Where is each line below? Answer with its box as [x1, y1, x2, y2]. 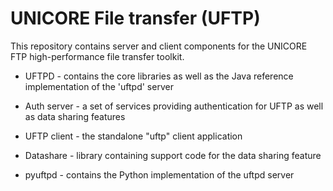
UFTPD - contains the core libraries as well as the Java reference [24, 70, 294, 82]
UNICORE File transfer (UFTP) [10, 7, 261, 30]
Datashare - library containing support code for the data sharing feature [24, 149, 322, 161]
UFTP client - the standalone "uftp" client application [24, 130, 243, 142]
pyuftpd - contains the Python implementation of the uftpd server [24, 168, 295, 181]
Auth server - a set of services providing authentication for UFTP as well [24, 100, 324, 112]
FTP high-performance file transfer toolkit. [10, 50, 185, 62]
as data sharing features [24, 110, 126, 122]
